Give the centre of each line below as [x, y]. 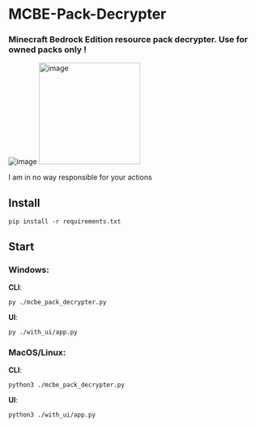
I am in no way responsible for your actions [80, 177]
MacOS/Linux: [37, 352]
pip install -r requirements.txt [65, 222]
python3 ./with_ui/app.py [52, 415]
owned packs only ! [48, 50]
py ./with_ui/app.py [43, 332]
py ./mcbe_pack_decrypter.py [58, 302]
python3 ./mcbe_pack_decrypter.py [67, 385]
